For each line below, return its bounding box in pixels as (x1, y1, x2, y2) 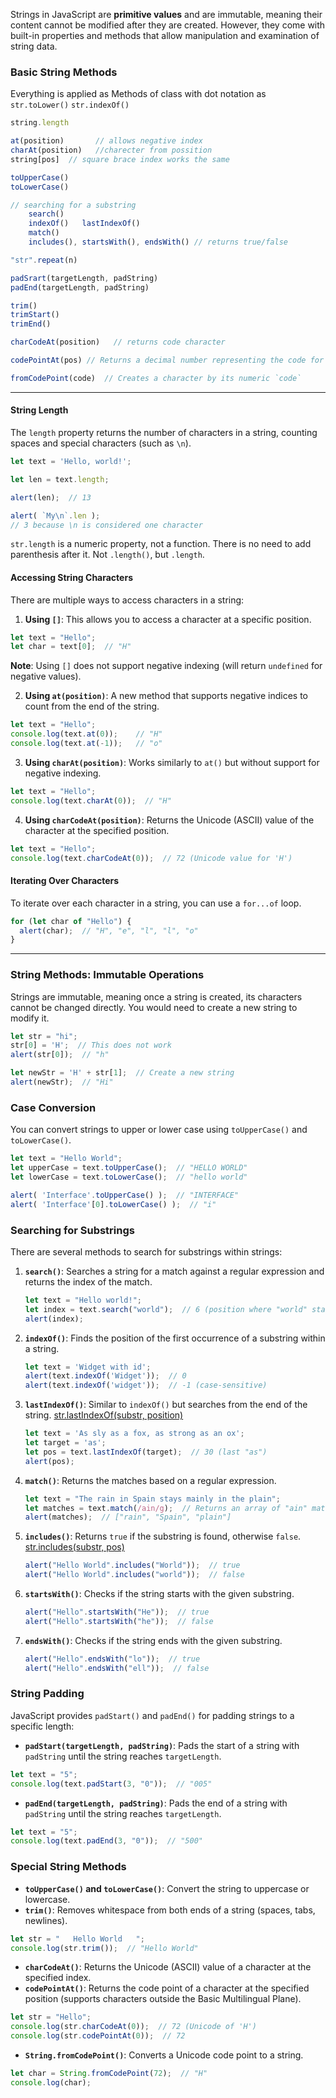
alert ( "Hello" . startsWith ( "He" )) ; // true (24, 1607, 210, 1618)
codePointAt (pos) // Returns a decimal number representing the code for (10, 355, 325, 366)
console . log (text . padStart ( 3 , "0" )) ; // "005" (10, 1779, 213, 1789)
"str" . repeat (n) (10, 255, 78, 265)
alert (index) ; (24, 1314, 84, 1324)
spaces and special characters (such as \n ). (10, 437, 192, 449)
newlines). (24, 1914, 68, 1926)
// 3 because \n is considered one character (10, 520, 203, 530)
